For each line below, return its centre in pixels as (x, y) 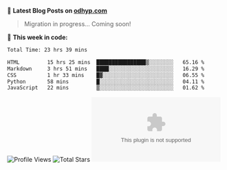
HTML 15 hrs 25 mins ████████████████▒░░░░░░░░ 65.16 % (106, 62)
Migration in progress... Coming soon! (77, 24)
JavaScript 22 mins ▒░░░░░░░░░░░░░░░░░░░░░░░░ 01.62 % (106, 88)
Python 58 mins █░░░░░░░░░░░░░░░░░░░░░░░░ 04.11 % (106, 82)
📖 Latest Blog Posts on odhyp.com (57, 11)
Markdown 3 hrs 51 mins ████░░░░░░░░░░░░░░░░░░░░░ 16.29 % (106, 69)
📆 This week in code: (37, 37)
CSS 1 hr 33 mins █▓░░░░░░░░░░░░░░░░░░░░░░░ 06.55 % (106, 75)
